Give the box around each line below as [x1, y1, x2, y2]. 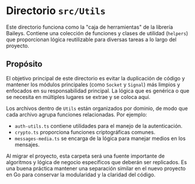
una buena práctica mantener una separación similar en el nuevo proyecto [6, 165, 186, 172]
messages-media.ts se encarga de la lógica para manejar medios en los [14, 135, 186, 142]
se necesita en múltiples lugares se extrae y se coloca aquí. [6, 93, 151, 100]
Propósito [6, 59, 43, 69]
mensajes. [14, 141, 40, 148]
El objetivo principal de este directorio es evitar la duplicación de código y [6, 74, 185, 81]
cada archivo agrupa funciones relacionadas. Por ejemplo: [6, 111, 147, 118]
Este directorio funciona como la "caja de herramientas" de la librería [6, 23, 173, 30]
